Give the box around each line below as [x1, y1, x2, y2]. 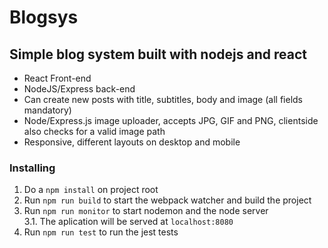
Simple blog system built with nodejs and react [9, 46, 307, 63]
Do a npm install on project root [23, 184, 159, 196]
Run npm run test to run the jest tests [23, 226, 179, 238]
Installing [9, 161, 56, 175]
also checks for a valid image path [23, 126, 166, 137]
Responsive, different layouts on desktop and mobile [23, 136, 241, 148]
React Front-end [23, 72, 92, 84]
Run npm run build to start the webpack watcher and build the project [23, 194, 312, 206]
